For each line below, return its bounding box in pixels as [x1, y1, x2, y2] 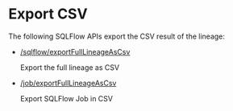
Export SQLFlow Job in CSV [19, 93, 113, 103]
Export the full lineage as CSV [19, 62, 119, 72]
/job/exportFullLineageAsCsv [19, 78, 117, 88]
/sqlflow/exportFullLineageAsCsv [19, 47, 131, 56]
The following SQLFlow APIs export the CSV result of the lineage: [8, 31, 226, 41]
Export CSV [8, 5, 88, 23]
